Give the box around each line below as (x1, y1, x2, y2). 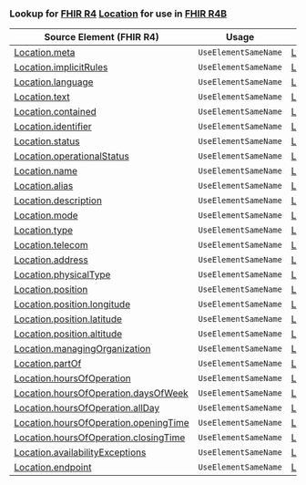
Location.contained (14, 106, 97, 119)
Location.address (14, 253, 88, 266)
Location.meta (14, 46, 76, 59)
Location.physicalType (14, 268, 111, 281)
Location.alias (14, 180, 74, 192)
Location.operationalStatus (14, 150, 129, 162)
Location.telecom (14, 239, 88, 252)
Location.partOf (14, 357, 82, 370)
